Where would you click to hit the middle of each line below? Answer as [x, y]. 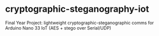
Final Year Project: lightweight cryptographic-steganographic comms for [79, 23]
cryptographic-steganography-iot [77, 9]
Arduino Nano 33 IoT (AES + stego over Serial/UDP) [58, 28]
